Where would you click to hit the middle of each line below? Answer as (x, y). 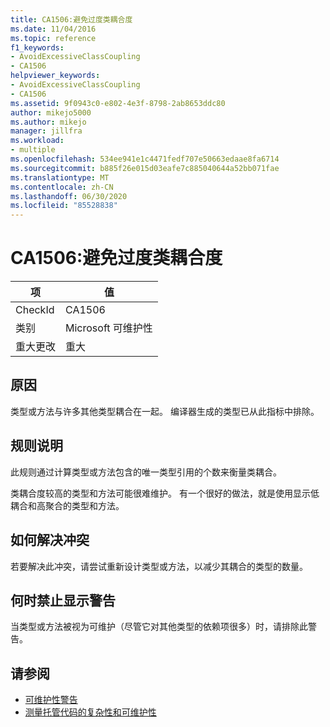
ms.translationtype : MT (60, 177)
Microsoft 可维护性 (109, 328)
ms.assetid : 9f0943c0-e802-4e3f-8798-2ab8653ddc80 (118, 103)
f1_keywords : (37, 47)
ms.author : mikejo (48, 122)
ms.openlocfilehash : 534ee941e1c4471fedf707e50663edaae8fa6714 (145, 159)
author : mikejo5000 (51, 112)
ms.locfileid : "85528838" (64, 206)
